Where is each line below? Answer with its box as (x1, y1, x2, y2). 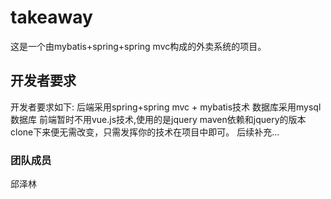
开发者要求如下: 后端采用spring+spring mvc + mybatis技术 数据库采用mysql (10, 101, 322, 113)
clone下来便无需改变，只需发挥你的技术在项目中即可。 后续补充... (10, 126, 280, 138)
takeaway (10, 6, 93, 29)
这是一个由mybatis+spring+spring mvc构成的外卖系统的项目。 (10, 40, 267, 52)
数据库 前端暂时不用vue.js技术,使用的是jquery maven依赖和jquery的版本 (10, 113, 307, 125)
